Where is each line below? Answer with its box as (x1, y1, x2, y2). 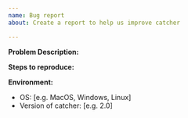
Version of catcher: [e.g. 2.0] (19, 101, 114, 110)
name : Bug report (8, 11, 65, 20)
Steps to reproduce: (8, 62, 74, 71)
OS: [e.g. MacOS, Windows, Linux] (19, 92, 132, 102)
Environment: (8, 77, 53, 87)
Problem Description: (8, 47, 79, 56)
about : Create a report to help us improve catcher (8, 19, 180, 27)
